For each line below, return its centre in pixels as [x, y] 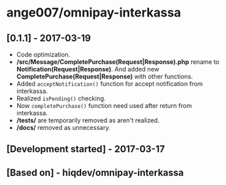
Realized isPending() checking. [61, 98]
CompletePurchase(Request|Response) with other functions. [104, 76]
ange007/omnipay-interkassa [94, 13]
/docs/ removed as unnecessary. [63, 128]
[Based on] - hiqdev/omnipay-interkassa [95, 172]
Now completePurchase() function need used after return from [104, 106]
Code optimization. [43, 54]
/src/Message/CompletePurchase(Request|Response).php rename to [118, 62]
